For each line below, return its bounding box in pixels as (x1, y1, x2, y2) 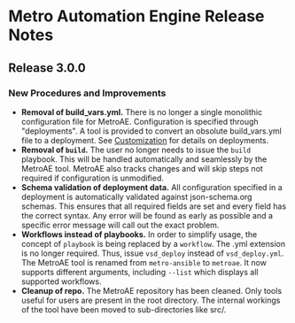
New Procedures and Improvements (8, 87, 167, 99)
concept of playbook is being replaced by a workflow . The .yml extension (20, 238, 285, 249)
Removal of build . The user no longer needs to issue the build (20, 144, 252, 155)
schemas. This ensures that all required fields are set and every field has (20, 201, 287, 211)
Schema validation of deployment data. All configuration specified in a (20, 181, 283, 192)
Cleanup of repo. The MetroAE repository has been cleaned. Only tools (20, 285, 283, 296)
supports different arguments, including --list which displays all (20, 266, 259, 277)
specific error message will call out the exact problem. (20, 219, 220, 230)
